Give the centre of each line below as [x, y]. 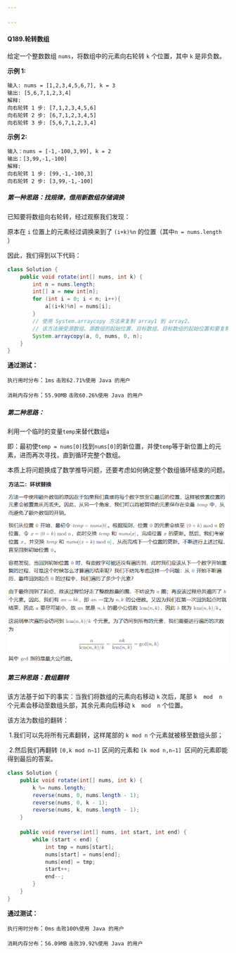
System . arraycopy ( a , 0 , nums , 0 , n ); [88, 336]
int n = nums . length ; [64, 284]
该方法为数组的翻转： [38, 721]
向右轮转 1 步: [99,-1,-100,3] [50, 173]
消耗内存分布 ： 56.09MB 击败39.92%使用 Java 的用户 [75, 943]
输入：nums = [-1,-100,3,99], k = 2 [59, 151]
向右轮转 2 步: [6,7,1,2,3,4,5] [52, 115]
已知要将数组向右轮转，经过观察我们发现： [69, 216]
